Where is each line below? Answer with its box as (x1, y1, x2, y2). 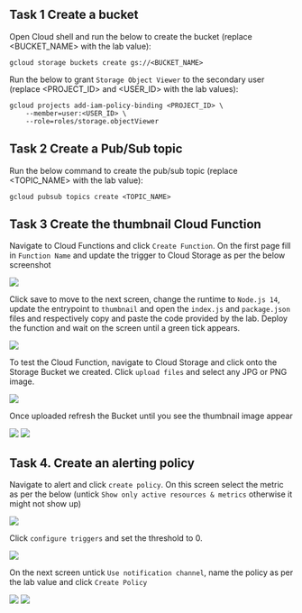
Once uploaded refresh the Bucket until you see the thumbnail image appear (9, 410, 293, 422)
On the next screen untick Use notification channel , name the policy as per (9, 567, 294, 578)
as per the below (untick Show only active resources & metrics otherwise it (9, 489, 293, 499)
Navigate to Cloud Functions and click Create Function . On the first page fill (9, 241, 291, 252)
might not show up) (9, 499, 82, 509)
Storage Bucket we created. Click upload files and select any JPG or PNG (9, 367, 288, 378)
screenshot (9, 260, 51, 270)
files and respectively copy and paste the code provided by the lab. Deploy (9, 313, 288, 324)
